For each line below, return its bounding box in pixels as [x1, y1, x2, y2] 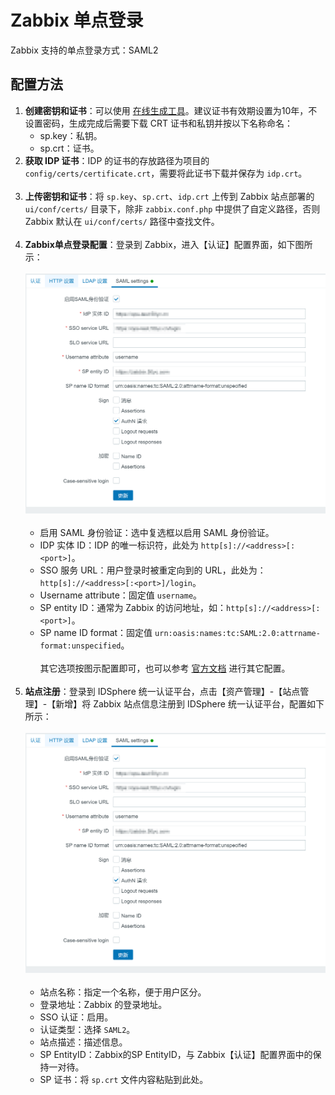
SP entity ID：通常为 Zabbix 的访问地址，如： [39, 601, 227, 613]
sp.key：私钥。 [39, 129, 103, 141]
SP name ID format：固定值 [39, 626, 153, 638]
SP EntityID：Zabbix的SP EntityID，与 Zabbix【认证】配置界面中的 [39, 1048, 313, 1060]
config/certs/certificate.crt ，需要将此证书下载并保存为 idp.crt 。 [24, 167, 308, 179]
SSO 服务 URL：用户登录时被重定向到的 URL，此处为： [39, 564, 267, 576]
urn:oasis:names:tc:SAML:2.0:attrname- [154, 628, 321, 638]
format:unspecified [39, 641, 122, 651]
